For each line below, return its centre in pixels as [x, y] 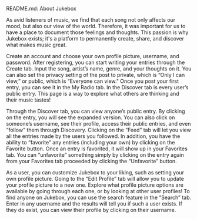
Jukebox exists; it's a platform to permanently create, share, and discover [95, 38]
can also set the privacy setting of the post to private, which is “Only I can [96, 75]
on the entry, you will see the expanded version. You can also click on [91, 117]
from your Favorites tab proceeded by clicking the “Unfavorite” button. [92, 161]
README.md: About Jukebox [41, 9]
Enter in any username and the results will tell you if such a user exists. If [94, 204]
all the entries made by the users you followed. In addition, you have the [93, 136]
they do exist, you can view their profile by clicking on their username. [91, 210]
